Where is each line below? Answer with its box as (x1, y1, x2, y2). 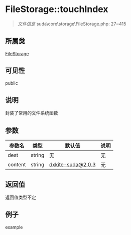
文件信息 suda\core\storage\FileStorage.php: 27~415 (17, 21, 126, 27)
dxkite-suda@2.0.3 (49, 161, 96, 168)
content (8, 161, 26, 168)
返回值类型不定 (5, 194, 36, 200)
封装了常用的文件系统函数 (5, 110, 58, 116)
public (5, 80, 19, 86)
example (5, 224, 23, 230)
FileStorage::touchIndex (5, 4, 108, 15)
